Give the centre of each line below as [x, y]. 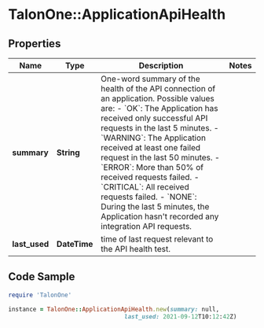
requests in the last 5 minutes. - [160, 128]
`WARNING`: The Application [154, 138]
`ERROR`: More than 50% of [152, 167]
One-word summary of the [150, 79]
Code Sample [42, 277]
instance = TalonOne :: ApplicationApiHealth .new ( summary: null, [114, 309]
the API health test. [136, 249]
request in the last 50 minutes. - [160, 157]
